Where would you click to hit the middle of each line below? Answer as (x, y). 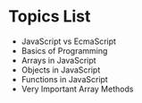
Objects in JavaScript (61, 70)
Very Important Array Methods (77, 89)
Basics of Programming (64, 50)
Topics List (50, 17)
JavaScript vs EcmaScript (69, 41)
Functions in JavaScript (64, 79)
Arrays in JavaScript (58, 60)
